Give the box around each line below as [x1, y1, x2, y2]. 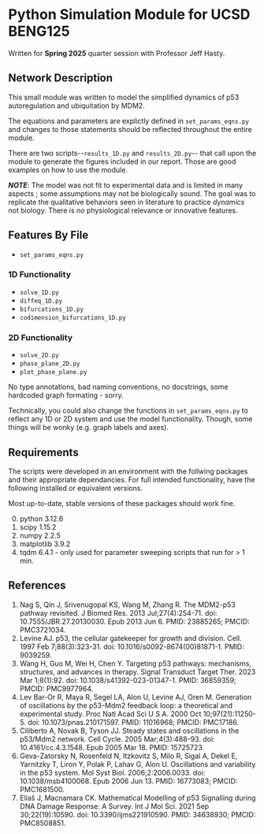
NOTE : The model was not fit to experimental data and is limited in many [8, 180, 243, 190]
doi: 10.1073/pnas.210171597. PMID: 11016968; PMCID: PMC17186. [27, 717, 239, 726]
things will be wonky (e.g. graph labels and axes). [8, 423, 169, 432]
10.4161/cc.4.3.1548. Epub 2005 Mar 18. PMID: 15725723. [19, 742, 205, 752]
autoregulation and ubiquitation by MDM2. [8, 100, 146, 110]
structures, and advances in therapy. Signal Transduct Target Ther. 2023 [19, 666, 256, 677]
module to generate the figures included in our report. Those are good [8, 157, 236, 166]
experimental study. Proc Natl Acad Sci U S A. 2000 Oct [19, 709, 202, 719]
